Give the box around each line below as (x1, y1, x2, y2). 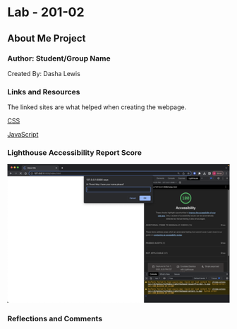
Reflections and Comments (7, 314, 103, 324)
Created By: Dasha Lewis (7, 69, 81, 77)
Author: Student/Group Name (7, 54, 111, 63)
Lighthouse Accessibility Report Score (7, 148, 142, 158)
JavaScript (7, 130, 39, 139)
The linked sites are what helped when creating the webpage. (7, 103, 187, 111)
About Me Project (7, 32, 86, 44)
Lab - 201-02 (7, 4, 85, 20)
